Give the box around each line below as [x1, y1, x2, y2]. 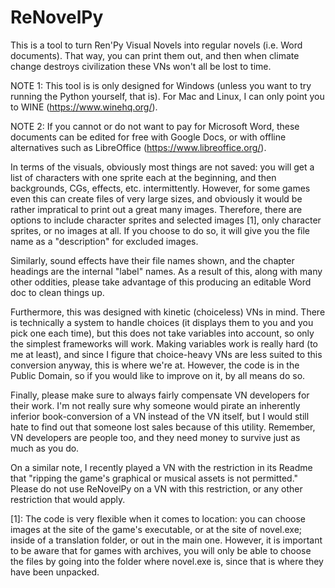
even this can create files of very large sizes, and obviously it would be [10, 192, 303, 205]
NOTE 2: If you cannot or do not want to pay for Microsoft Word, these [10, 120, 300, 132]
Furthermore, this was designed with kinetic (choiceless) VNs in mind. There [10, 306, 326, 318]
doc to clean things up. [10, 286, 105, 298]
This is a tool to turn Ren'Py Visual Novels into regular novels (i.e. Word [10, 39, 303, 51]
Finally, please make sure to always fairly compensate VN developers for [10, 389, 310, 401]
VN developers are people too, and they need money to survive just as [10, 431, 301, 443]
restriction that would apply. [10, 493, 126, 505]
